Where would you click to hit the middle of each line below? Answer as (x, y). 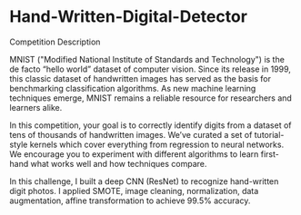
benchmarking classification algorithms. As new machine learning (133, 88)
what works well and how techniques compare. (119, 163)
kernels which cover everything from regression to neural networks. (157, 144)
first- (270, 154)
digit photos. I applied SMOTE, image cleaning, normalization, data (134, 191)
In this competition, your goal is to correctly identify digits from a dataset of (150, 125)
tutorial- (269, 134)
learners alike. (36, 107)
